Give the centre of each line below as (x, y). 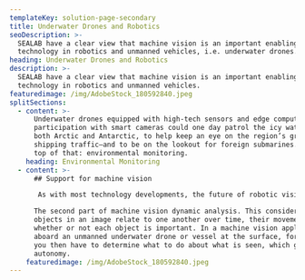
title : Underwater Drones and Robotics (85, 26)
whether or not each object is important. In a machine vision (156, 228)
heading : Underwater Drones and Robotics (89, 60)
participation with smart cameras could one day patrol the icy (157, 128)
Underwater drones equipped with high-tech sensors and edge (152, 119)
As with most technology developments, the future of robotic (158, 195)
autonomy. (52, 254)
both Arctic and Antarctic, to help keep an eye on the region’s (159, 136)
